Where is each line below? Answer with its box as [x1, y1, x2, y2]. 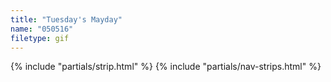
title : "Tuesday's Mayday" [10, 14, 123, 25]
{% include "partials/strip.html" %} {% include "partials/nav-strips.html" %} [10, 61, 322, 73]
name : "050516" [10, 24, 74, 34]
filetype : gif [10, 33, 70, 43]
